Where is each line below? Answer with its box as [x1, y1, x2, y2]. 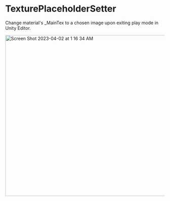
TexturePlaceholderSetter [5, 3, 116, 15]
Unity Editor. [5, 25, 31, 31]
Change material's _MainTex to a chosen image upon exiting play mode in [5, 20, 158, 26]
